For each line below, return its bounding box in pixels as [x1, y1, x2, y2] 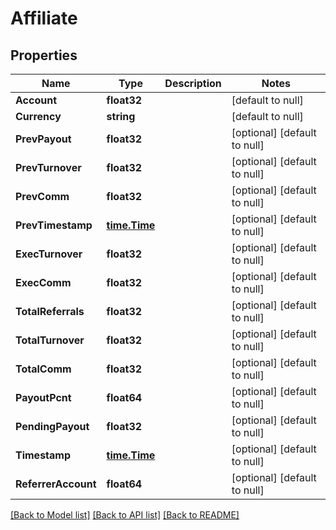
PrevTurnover [15, 161, 82, 174]
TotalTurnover [15, 333, 85, 347]
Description [164, 77, 222, 90]
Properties [10, 47, 78, 64]
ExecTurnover [15, 247, 83, 261]
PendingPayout [15, 420, 90, 433]
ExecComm [15, 276, 72, 289]
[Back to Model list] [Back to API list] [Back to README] [10, 509, 240, 521]
